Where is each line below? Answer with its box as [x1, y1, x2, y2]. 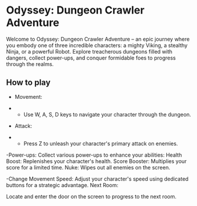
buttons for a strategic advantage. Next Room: [6, 181, 119, 188]
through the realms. [6, 60, 54, 68]
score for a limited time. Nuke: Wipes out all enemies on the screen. [6, 164, 170, 171]
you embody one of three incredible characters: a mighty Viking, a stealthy [6, 42, 188, 49]
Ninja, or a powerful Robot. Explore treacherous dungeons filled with [6, 48, 173, 55]
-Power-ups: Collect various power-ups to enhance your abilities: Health [6, 151, 182, 158]
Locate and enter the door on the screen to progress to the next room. [6, 192, 177, 200]
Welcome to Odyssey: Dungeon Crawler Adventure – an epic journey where [6, 35, 190, 42]
